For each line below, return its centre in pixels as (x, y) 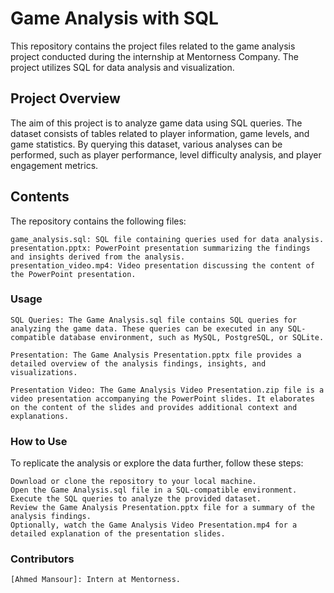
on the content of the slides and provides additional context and (154, 407)
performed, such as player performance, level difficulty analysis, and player (166, 154)
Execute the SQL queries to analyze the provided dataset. (136, 499)
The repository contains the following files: (98, 221)
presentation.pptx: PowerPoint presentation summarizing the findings (160, 248)
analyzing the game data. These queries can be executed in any (147, 328)
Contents (40, 197)
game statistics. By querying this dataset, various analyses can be (146, 144)
